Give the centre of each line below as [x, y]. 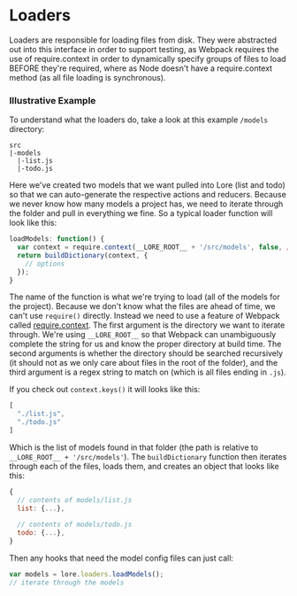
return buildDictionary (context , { [83, 255]
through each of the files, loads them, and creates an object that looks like [145, 466]
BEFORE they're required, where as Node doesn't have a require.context [141, 68]
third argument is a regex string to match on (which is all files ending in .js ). [148, 372]
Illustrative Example [53, 100]
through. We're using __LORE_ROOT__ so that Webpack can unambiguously [143, 335]
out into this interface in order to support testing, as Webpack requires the [144, 49]
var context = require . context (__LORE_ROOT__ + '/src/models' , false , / [154, 248]
